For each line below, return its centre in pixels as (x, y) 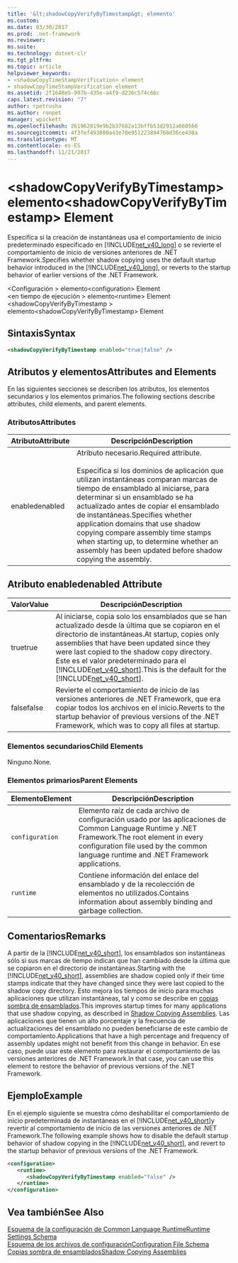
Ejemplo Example (45, 1096)
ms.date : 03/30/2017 (38, 27)
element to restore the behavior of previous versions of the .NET (101, 1066)
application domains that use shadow (138, 523)
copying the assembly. (114, 559)
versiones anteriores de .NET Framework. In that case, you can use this (110, 1058)
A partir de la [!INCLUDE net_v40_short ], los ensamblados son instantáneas (116, 953)
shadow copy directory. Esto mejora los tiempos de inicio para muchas (110, 991)
